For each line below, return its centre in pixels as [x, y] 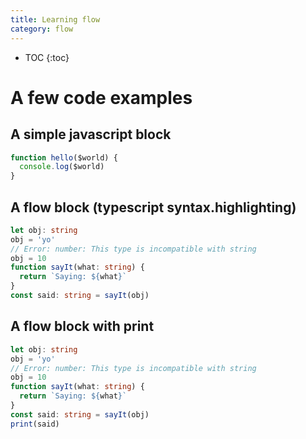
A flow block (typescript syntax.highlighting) [153, 207]
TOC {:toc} [47, 57]
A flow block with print [82, 326]
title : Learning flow [55, 19]
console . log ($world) [62, 167]
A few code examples [101, 97]
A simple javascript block [91, 134]
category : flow [42, 29]
